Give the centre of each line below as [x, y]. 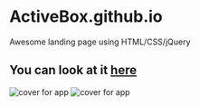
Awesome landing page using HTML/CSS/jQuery [100, 42]
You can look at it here [73, 70]
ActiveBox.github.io [86, 17]
